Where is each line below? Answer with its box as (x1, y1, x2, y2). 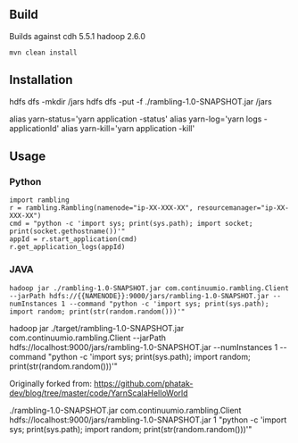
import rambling (9, 196, 70, 205)
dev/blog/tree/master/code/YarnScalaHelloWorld (9, 388, 189, 398)
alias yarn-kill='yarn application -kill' (61, 122, 195, 133)
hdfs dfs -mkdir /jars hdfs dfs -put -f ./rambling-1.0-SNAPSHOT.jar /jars (9, 96, 272, 106)
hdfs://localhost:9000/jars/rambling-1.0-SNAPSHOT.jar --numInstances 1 (9, 341, 278, 352)
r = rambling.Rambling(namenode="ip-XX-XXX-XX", (9, 204, 194, 213)
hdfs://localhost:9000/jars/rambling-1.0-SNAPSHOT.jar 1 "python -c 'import (9, 414, 287, 425)
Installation (9, 72, 73, 88)
